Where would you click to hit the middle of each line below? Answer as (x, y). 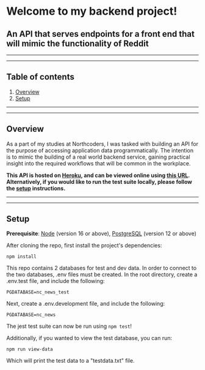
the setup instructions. (36, 188)
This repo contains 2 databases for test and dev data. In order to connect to (102, 268)
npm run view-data (30, 349)
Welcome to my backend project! (92, 11)
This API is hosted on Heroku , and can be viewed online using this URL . (98, 175)
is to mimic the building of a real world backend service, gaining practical (98, 157)
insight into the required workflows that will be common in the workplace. (99, 163)
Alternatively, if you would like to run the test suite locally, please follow (99, 181)
